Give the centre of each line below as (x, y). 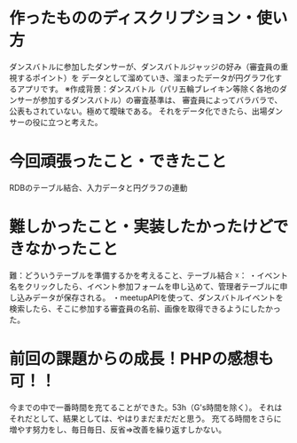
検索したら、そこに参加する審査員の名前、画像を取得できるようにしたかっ (145, 308)
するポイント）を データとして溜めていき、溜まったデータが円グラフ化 (145, 77)
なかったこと (72, 249)
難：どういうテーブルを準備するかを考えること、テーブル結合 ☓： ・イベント (148, 275)
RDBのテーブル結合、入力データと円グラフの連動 (98, 187)
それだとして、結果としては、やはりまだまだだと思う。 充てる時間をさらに (145, 418)
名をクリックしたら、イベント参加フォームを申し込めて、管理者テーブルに (145, 286)
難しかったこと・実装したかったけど (141, 227)
